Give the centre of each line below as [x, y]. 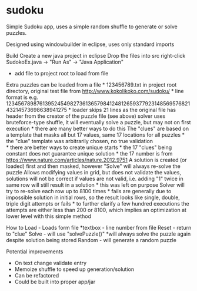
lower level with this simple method [49, 216]
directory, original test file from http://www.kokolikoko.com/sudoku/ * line [95, 91]
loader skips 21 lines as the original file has [124, 110]
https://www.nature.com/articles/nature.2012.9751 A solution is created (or [96, 160]
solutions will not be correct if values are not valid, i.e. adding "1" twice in [95, 178]
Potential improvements [35, 252]
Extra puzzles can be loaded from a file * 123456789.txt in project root [91, 85]
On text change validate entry [51, 263]
